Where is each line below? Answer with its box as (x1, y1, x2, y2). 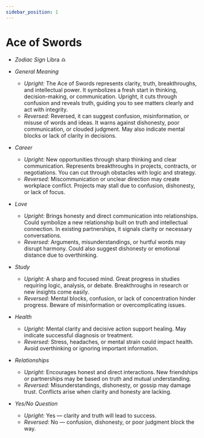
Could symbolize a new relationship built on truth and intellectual (23, 219, 188, 226)
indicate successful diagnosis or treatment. (23, 331, 133, 338)
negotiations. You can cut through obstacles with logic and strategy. (23, 168, 197, 176)
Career (14, 144, 33, 151)
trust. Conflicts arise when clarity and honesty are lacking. (23, 388, 172, 395)
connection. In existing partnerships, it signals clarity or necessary (23, 225, 192, 232)
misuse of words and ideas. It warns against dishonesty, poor (23, 119, 179, 126)
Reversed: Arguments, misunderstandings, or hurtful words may (23, 238, 186, 246)
